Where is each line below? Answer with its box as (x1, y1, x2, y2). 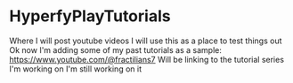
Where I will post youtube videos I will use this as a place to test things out (9, 35, 282, 46)
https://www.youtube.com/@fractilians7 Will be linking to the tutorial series (9, 54, 285, 64)
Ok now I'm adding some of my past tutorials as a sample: (9, 44, 223, 55)
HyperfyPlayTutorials (9, 6, 171, 26)
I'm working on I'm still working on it (9, 64, 142, 74)
